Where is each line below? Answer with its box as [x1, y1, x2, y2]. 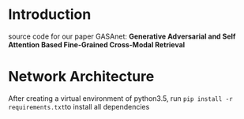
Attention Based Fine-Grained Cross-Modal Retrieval [8, 39, 186, 49]
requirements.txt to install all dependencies [8, 102, 150, 111]
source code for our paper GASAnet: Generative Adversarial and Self [8, 32, 236, 41]
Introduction [8, 6, 92, 24]
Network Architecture [8, 68, 155, 86]
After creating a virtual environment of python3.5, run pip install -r [8, 93, 233, 103]
